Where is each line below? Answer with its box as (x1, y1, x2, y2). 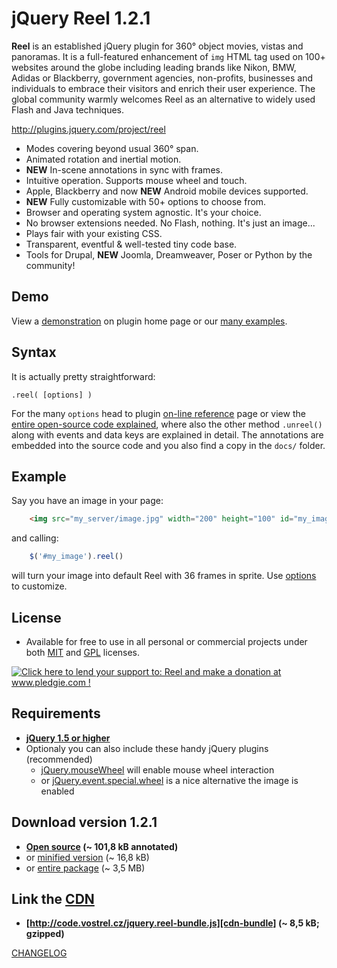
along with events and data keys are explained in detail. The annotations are (11, 428, 324, 441)
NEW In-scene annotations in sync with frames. (25, 163, 223, 176)
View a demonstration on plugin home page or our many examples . (11, 315, 288, 327)
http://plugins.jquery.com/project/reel (11, 123, 166, 135)
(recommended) (25, 753, 93, 765)
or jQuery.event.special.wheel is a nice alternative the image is (40, 774, 299, 786)
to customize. (11, 580, 68, 592)
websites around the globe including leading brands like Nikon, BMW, (11, 61, 297, 73)
